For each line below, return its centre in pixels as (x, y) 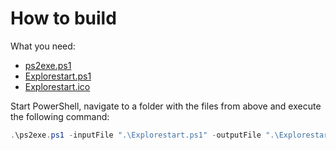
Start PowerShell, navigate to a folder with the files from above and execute (166, 106)
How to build (63, 18)
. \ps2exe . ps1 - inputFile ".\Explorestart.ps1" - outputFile (136, 135)
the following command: (60, 116)
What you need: (43, 46)
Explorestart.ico (57, 86)
